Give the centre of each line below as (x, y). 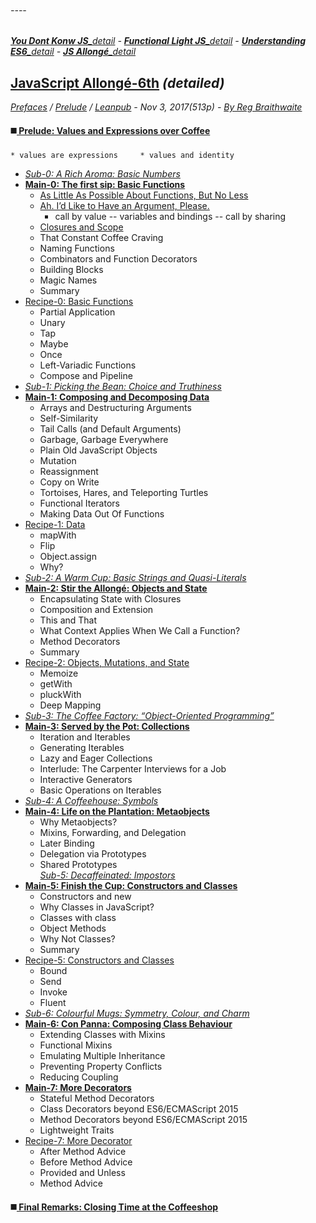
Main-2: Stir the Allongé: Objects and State (116, 588)
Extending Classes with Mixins (102, 1035)
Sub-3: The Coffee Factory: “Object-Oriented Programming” (149, 716)
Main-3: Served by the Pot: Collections (107, 727)
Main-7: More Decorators (78, 1088)
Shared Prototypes (78, 865)
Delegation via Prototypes (93, 854)
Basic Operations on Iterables (100, 790)
